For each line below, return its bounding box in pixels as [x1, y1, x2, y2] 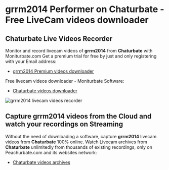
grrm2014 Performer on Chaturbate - [5, 4, 164, 15]
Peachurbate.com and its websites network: [5, 149, 97, 155]
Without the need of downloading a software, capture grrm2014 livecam [5, 133, 157, 139]
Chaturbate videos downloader [12, 88, 77, 94]
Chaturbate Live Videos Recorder [5, 34, 113, 43]
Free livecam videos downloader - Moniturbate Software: [5, 78, 124, 84]
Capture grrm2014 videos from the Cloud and [5, 112, 152, 121]
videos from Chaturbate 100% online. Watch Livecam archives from [5, 139, 148, 145]
